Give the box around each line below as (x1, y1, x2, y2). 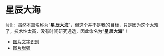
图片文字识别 (12, 38, 39, 45)
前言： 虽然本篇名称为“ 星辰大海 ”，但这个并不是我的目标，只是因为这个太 (5, 22, 154, 28)
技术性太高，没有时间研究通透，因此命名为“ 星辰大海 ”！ (14, 28, 129, 34)
